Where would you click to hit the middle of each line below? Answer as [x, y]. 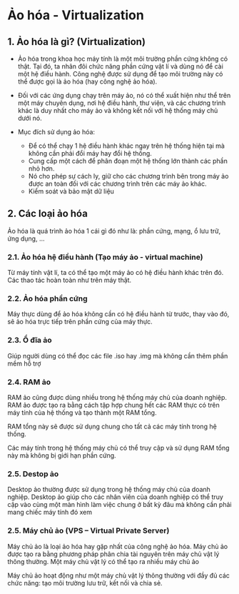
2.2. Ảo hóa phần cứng [47, 298]
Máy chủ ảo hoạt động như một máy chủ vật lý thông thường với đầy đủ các [119, 575]
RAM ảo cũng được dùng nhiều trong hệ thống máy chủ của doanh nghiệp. [117, 397]
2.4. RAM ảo [29, 382]
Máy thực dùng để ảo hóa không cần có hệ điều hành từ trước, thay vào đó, [118, 314]
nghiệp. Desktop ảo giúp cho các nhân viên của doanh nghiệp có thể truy [115, 497]
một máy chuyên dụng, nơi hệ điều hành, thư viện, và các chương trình [122, 103]
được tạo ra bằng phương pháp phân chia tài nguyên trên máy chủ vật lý [113, 554]
